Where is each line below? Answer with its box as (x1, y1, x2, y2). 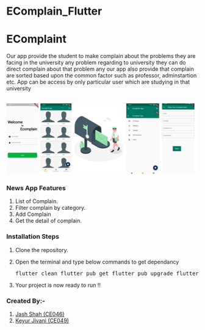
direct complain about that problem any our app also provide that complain (6, 65, 194, 73)
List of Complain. (15, 198, 58, 205)
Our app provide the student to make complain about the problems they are (6, 52, 196, 60)
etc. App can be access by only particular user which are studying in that (6, 78, 190, 86)
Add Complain (15, 210, 51, 218)
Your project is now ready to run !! (15, 281, 101, 289)
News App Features (6, 184, 66, 193)
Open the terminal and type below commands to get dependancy (15, 258, 179, 265)
